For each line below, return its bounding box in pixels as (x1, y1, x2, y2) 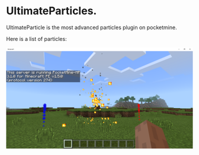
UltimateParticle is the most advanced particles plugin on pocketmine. (6, 24, 177, 31)
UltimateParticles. (6, 4, 97, 18)
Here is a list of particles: (6, 35, 67, 42)
